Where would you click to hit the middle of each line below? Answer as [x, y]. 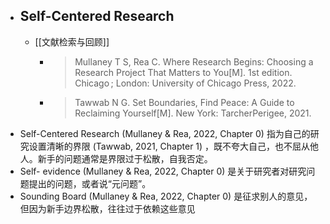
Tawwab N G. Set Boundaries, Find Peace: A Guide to [184, 102]
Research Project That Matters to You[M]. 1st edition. [183, 72]
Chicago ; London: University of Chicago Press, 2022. [185, 83]
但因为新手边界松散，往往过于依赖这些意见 [107, 208]
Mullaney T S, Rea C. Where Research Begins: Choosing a [194, 61]
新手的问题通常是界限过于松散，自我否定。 [125, 158]
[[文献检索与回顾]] [72, 41]
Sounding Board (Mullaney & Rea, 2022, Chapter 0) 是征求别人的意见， [166, 196]
